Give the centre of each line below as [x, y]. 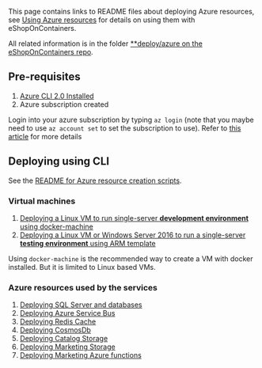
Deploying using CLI [59, 161]
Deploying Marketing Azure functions [81, 355]
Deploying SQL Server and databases [81, 305]
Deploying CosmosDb [55, 330]
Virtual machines [42, 201]
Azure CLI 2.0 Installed [57, 96]
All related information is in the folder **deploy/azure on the [106, 44]
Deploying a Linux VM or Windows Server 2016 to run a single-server [133, 235]
